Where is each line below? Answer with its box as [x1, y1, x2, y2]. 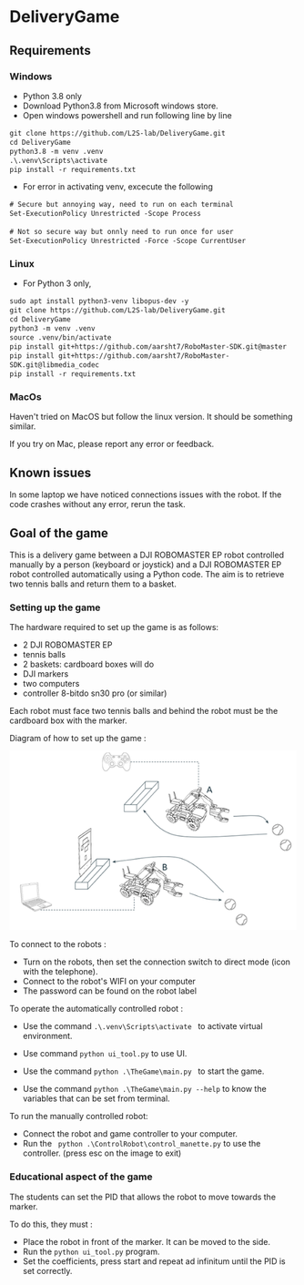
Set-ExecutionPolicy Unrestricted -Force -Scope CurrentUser [9, 236, 247, 245]
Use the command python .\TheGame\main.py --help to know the [22, 1084, 267, 1095]
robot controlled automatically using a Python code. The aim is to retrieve [9, 569, 285, 580]
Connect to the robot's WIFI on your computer [22, 976, 196, 987]
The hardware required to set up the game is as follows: [9, 622, 219, 633]
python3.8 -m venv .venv [9, 147, 104, 156]
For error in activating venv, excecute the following [22, 180, 214, 192]
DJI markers [22, 668, 69, 679]
